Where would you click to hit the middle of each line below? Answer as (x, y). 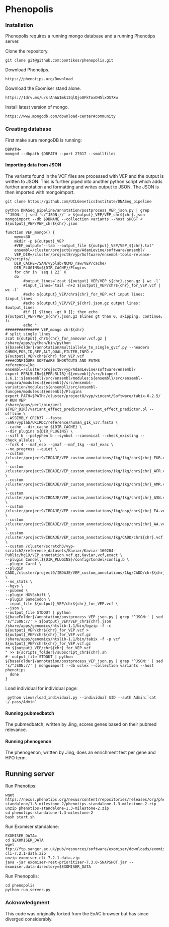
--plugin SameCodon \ (28, 599)
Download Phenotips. (27, 70)
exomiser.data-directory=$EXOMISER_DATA (48, 867)
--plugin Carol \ (23, 564)
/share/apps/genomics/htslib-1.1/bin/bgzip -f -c (58, 626)
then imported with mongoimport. (40, 192)
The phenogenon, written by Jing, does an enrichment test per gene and (80, 752)
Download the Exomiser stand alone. (43, 88)
